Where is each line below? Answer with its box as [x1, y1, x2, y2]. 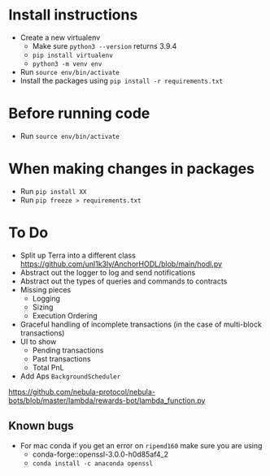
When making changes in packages [8, 160, 255, 178]
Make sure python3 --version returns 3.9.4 [32, 41, 177, 50]
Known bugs [8, 419, 75, 433]
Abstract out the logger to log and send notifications [20, 267, 196, 277]
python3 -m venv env [32, 59, 102, 68]
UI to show [20, 336, 57, 346]
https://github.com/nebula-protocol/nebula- [8, 387, 156, 396]
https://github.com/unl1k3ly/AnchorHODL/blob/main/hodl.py [20, 258, 222, 269]
